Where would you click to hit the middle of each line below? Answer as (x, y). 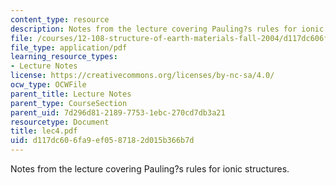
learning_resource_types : (64, 57)
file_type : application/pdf (69, 47)
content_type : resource (60, 19)
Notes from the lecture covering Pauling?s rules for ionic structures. (150, 169)
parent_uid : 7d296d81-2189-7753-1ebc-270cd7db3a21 (118, 112)
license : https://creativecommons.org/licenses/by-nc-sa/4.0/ (142, 76)
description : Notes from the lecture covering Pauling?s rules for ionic (167, 29)
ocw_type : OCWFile (48, 85)
